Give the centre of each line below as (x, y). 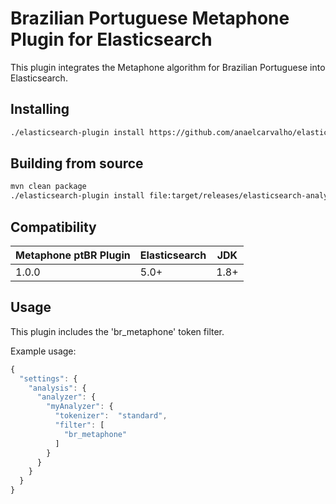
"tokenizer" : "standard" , (111, 416)
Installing (40, 109)
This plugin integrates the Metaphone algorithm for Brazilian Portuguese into (168, 67)
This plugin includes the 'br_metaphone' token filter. (117, 331)
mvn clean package (48, 187)
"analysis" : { (57, 388)
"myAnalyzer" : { (80, 407)
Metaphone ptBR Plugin (73, 255)
